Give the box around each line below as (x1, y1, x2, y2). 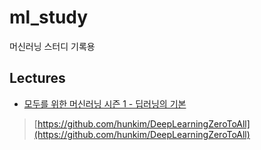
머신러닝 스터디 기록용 (9, 40, 96, 52)
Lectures (9, 70, 66, 87)
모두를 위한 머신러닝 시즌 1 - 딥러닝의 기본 (23, 97, 187, 110)
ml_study (9, 6, 89, 29)
